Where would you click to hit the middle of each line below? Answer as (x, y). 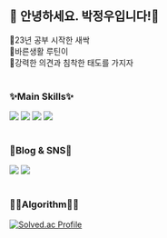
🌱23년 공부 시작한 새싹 (50, 40)
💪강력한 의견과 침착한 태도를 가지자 (72, 63)
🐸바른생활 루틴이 (39, 51)
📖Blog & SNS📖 (41, 151)
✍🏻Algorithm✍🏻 (44, 204)
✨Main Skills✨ (42, 96)
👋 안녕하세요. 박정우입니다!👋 (84, 16)
